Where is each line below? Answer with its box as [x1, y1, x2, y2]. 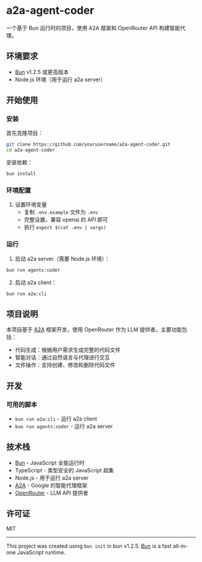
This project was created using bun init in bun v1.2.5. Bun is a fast [6, 542, 172, 549]
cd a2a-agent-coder [6, 147, 55, 154]
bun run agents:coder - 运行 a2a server [14, 422, 113, 429]
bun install [6, 171, 36, 177]
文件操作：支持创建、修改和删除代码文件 [14, 361, 115, 369]
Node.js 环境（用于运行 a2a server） [14, 76, 106, 83]
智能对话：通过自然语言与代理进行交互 [14, 354, 110, 361]
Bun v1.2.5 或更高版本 [14, 68, 69, 75]
